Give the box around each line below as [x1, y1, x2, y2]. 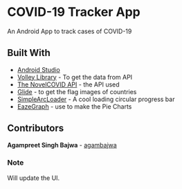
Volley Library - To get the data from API [17, 73, 133, 81]
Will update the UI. [7, 174, 60, 182]
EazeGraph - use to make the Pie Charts [17, 102, 132, 111]
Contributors [7, 123, 64, 134]
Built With [7, 47, 51, 59]
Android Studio [17, 65, 60, 73]
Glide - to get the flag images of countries [17, 87, 137, 96]
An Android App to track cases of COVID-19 [7, 27, 132, 35]
